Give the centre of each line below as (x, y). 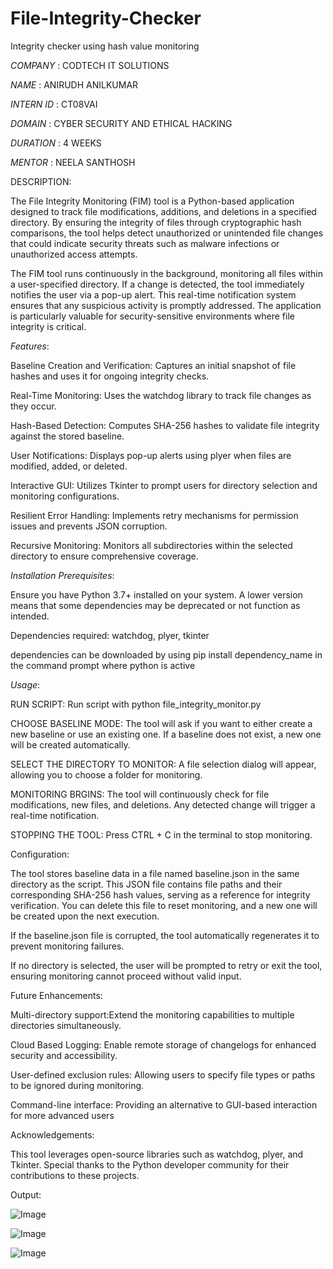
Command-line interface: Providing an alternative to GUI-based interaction (164, 1104)
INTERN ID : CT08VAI (54, 104)
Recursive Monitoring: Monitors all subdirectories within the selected (151, 545)
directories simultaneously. (66, 1025)
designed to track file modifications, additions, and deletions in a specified (163, 211)
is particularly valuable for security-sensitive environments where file (152, 316)
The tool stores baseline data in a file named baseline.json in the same (155, 873)
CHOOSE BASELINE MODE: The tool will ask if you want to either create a (161, 723)
